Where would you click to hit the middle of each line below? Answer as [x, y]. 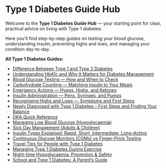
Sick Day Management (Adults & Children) [56, 128]
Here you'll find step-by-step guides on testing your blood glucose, [75, 38]
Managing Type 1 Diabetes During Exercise [57, 149]
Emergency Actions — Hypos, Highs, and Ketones [65, 90]
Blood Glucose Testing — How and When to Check [65, 79]
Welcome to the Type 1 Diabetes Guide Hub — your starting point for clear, [83, 23]
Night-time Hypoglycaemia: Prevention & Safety [62, 154]
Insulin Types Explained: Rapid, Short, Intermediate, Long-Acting [80, 133]
